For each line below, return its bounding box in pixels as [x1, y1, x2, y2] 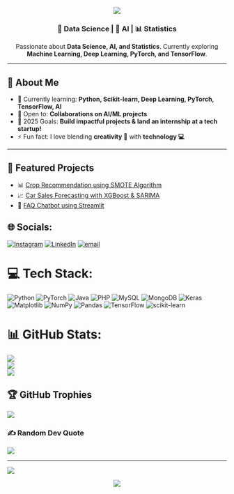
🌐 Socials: [7, 222, 53, 233]
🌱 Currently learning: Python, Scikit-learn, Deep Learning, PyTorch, [17, 95, 214, 104]
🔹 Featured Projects [7, 162, 95, 173]
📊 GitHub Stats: [7, 326, 102, 342]
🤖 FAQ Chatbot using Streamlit [17, 201, 104, 209]
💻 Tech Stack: [7, 265, 93, 281]
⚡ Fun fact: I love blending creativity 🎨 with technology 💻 [17, 132, 185, 141]
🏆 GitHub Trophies [7, 389, 93, 401]
